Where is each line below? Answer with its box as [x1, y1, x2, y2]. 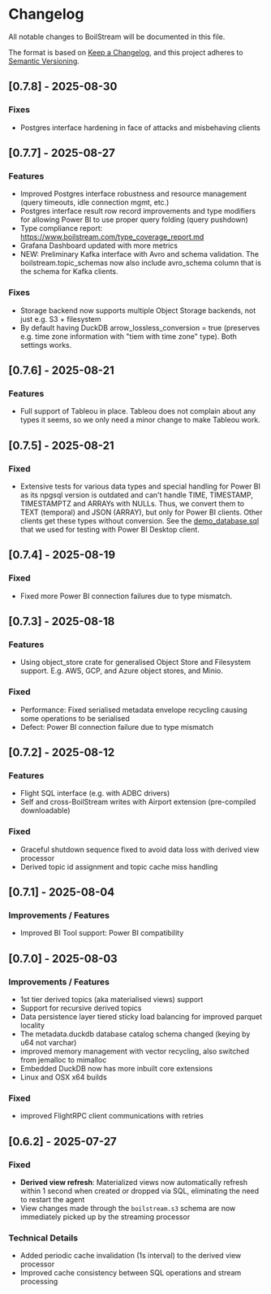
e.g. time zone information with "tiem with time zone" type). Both [19, 331, 238, 341]
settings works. [19, 340, 72, 350]
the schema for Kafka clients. [19, 267, 119, 276]
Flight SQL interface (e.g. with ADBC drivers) [19, 788, 170, 798]
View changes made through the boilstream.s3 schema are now [19, 1204, 236, 1213]
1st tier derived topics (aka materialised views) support [19, 995, 204, 1005]
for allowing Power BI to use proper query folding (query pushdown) [19, 215, 249, 224]
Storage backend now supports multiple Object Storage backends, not [19, 306, 256, 315]
